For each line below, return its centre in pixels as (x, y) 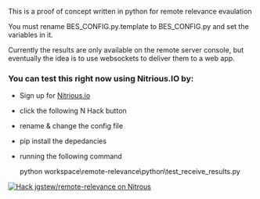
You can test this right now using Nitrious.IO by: (101, 78)
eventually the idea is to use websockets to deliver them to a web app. (121, 58)
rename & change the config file (71, 126)
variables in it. (31, 35)
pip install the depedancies (63, 141)
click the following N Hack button (73, 111)
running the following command (71, 157)
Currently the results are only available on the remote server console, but (126, 50)
